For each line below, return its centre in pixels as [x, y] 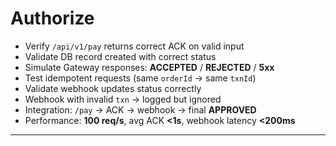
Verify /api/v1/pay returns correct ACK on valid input [134, 46]
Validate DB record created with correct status [120, 56]
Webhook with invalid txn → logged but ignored [123, 99]
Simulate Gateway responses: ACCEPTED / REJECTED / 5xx [149, 67]
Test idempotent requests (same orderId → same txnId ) [140, 78]
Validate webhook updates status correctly [113, 88]
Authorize [52, 18]
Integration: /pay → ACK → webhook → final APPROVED [140, 109]
